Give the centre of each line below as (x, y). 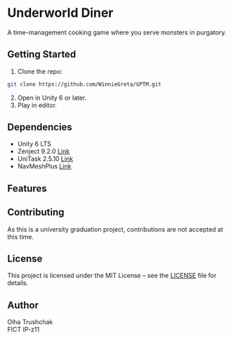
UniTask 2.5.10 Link (45, 159)
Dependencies (40, 127)
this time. (21, 237)
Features (27, 188)
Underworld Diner (60, 13)
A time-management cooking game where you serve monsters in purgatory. (117, 32)
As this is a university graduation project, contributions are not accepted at (115, 229)
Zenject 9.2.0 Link (44, 152)
